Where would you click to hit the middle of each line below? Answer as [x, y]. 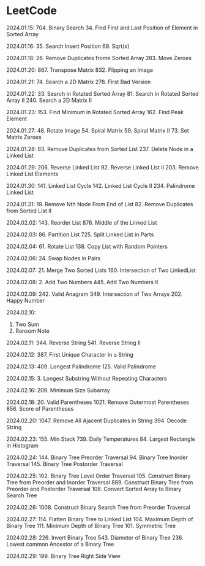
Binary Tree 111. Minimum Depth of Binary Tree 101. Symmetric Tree [91, 525]
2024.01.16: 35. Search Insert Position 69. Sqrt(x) [68, 46]
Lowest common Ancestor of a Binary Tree [60, 544]
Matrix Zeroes [24, 137]
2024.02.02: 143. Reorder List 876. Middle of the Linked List [82, 222]
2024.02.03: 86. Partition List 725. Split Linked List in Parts [80, 235]
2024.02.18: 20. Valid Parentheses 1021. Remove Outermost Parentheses [98, 402]
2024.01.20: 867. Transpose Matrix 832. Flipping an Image [80, 70]
